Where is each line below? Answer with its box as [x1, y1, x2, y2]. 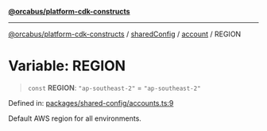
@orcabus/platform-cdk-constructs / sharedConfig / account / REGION [8, 29, 242, 39]
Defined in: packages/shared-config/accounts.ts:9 [8, 98, 174, 107]
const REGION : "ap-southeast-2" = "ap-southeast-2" [27, 83, 201, 92]
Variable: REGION [8, 57, 126, 75]
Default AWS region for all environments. [8, 114, 141, 123]
